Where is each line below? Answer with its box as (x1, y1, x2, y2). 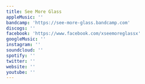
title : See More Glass (6, 8, 62, 15)
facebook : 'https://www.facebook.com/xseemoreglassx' (6, 31, 141, 37)
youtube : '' (6, 69, 35, 75)
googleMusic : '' (6, 36, 46, 42)
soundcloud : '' (6, 47, 44, 53)
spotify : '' (6, 53, 35, 59)
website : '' (6, 63, 35, 70)
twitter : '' (6, 58, 35, 64)
